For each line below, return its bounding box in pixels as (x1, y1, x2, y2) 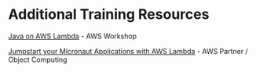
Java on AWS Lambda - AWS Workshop (8, 31, 137, 41)
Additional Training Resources (8, 5, 210, 23)
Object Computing (8, 55, 68, 64)
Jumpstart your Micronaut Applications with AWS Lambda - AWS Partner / (8, 46, 249, 56)
